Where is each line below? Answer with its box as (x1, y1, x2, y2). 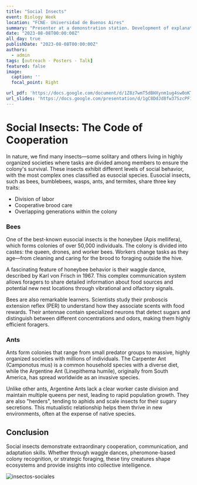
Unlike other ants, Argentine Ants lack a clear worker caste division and (6, 385, 179, 392)
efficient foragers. (6, 321, 50, 328)
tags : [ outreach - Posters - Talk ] (6, 58, 93, 63)
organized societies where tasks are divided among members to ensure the (6, 159, 189, 166)
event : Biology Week (6, 14, 57, 20)
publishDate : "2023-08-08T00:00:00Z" (6, 42, 98, 48)
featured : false (6, 63, 46, 69)
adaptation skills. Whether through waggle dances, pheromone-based (6, 449, 176, 456)
